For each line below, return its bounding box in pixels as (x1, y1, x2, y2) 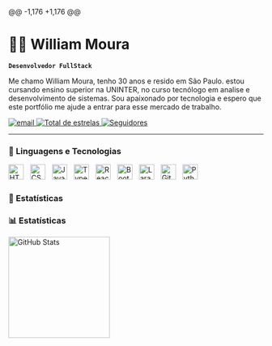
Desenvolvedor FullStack (8, 62, 92, 70)
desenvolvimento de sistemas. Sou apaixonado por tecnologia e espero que (8, 93, 261, 103)
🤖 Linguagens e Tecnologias (8, 145, 121, 156)
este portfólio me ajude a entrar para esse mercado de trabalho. (8, 101, 222, 112)
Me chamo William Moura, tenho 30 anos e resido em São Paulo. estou (8, 76, 245, 86)
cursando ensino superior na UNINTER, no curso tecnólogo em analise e (8, 84, 251, 94)
